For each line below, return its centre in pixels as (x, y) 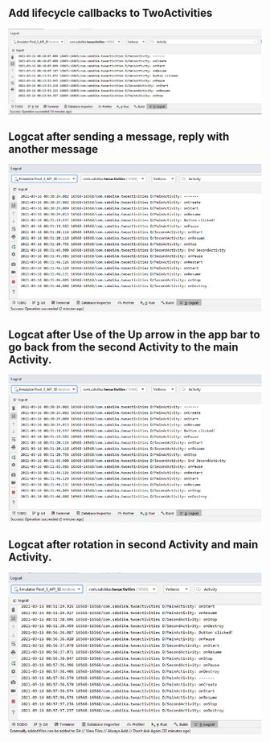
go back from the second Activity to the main (123, 347)
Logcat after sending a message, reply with (119, 136)
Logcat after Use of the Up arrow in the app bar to (134, 334)
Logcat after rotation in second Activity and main (133, 545)
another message (53, 149)
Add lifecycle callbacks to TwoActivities (110, 13)
